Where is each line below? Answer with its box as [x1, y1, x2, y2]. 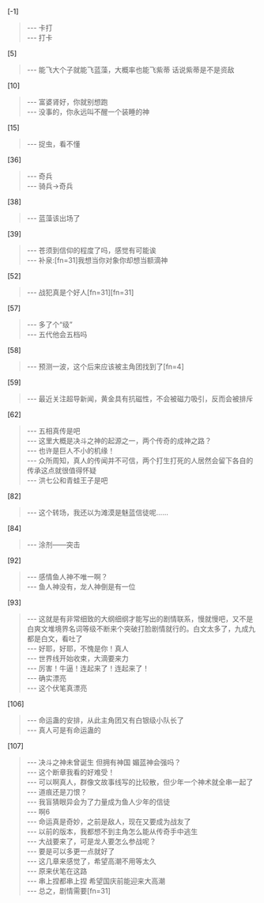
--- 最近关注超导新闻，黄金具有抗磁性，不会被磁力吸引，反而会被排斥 [26, 394, 254, 403]
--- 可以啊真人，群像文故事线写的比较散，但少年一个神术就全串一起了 [26, 777, 254, 787]
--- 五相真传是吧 [26, 427, 81, 435]
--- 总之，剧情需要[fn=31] [26, 886, 111, 895]
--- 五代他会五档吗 [26, 330, 88, 339]
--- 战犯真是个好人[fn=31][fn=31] [26, 288, 134, 297]
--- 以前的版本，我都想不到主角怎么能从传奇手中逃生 [26, 827, 198, 836]
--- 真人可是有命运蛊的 [26, 726, 102, 734]
